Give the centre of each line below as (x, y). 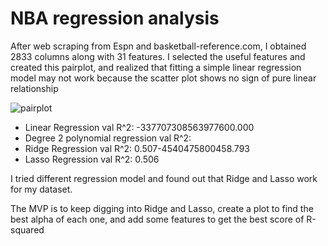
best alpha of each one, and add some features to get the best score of (157, 219)
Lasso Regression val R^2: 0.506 (92, 159)
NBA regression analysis (115, 18)
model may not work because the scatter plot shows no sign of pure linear (163, 78)
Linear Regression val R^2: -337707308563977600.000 (139, 127)
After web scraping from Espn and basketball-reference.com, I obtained (158, 46)
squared (27, 229)
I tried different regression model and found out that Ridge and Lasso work (164, 178)
